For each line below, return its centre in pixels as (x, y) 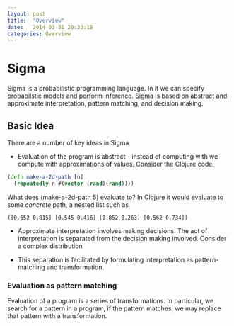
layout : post (27, 14)
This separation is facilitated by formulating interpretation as (105, 259)
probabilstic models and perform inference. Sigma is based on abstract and (117, 96)
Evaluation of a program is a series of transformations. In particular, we (111, 301)
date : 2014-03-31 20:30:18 (50, 27)
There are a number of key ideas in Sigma (68, 143)
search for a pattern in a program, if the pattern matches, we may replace (114, 308)
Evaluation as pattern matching (62, 286)
